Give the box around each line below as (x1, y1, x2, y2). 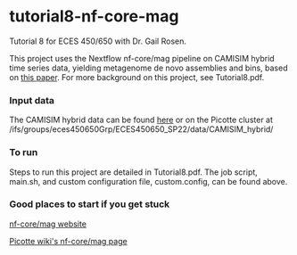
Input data (9, 94, 55, 106)
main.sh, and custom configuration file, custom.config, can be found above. (9, 176, 288, 186)
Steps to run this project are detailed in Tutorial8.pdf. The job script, (9, 167, 259, 177)
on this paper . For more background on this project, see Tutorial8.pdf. (9, 71, 265, 82)
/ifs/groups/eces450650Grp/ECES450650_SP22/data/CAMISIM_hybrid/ (9, 124, 274, 135)
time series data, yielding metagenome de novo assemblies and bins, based (9, 62, 288, 73)
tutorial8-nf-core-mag (9, 6, 179, 27)
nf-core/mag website (9, 218, 87, 229)
